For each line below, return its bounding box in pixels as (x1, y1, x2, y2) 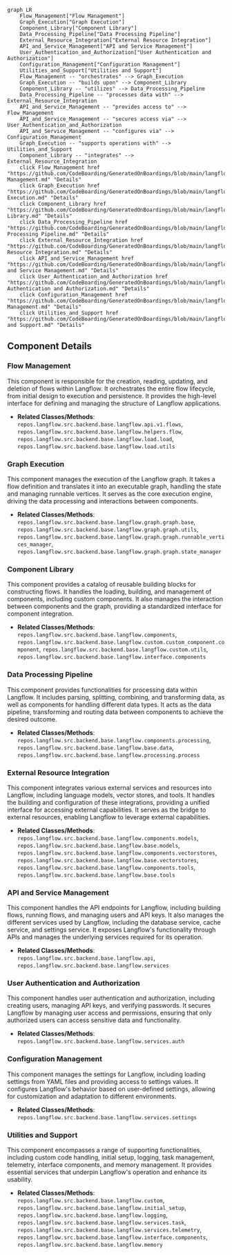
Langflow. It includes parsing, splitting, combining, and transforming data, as (7, 693, 225, 701)
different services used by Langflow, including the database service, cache (7, 918, 221, 927)
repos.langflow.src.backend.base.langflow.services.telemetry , (17, 1226, 202, 1234)
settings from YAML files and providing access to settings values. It (7, 1077, 199, 1085)
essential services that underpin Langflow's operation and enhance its (7, 1168, 207, 1177)
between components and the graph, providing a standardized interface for (7, 603, 222, 611)
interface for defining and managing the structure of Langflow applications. (7, 399, 222, 407)
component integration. (7, 609, 74, 618)
